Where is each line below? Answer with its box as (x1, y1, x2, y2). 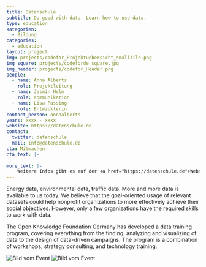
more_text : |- (6, 163, 43, 169)
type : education (6, 20, 48, 26)
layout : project (6, 49, 48, 55)
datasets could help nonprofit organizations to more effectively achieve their (6, 198, 199, 206)
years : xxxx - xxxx (6, 117, 56, 123)
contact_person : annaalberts (6, 111, 81, 118)
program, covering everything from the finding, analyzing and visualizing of (6, 230, 197, 237)
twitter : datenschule (12, 134, 67, 141)
